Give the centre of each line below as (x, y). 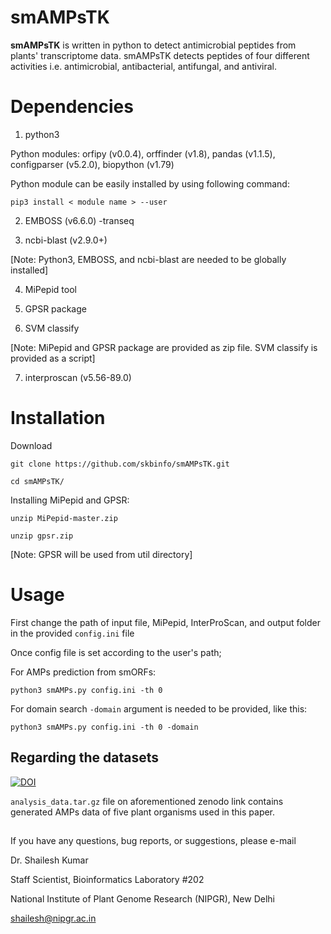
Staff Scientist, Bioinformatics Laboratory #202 (107, 879)
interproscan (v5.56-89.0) (78, 377)
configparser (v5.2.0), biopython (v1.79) (92, 164)
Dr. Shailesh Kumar (49, 860)
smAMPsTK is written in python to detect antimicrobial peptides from (153, 45)
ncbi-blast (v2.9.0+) (66, 240)
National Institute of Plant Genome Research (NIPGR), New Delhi (142, 898)
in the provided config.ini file (72, 633)
